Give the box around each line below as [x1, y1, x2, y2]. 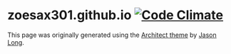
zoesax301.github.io [7, 7, 132, 23]
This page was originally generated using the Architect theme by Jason [7, 31, 217, 39]
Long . [7, 38, 25, 46]
